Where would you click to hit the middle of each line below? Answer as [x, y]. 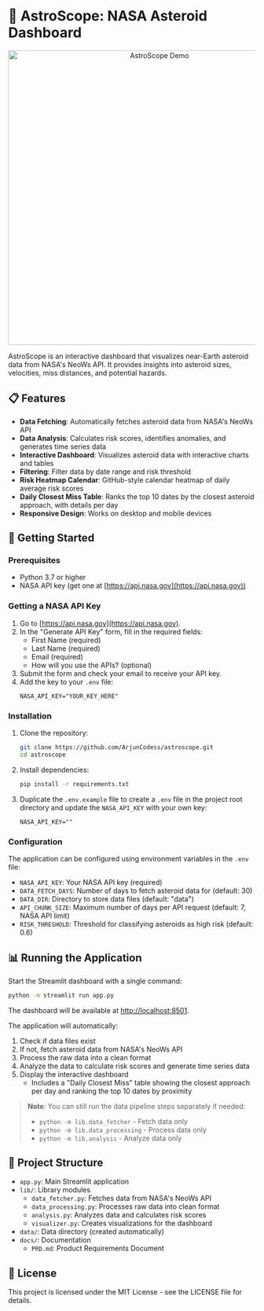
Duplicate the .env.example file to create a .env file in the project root [131, 799]
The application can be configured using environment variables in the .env [128, 858]
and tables [37, 463]
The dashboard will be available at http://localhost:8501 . [99, 1010]
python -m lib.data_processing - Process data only [123, 1129]
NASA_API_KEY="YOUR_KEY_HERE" [69, 696]
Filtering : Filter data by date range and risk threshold [105, 472]
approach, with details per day [69, 505]
